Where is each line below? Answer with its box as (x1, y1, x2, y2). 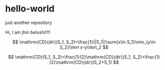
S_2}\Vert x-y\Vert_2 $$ (59, 44, 108, 50)
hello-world (5, 3, 55, 14)
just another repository (5, 19, 52, 25)
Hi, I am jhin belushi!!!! (5, 29, 51, 35)
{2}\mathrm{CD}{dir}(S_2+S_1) (49, 59, 112, 65)
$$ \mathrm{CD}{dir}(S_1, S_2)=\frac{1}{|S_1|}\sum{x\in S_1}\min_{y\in (12, 38, 156, 45)
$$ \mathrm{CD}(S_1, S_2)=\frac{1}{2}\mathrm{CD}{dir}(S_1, (8, 53, 132, 60)
